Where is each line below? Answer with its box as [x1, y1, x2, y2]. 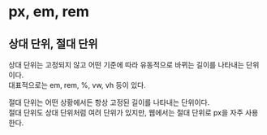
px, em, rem [8, 2, 89, 21]
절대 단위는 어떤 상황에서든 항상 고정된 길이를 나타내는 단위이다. [8, 98, 210, 107]
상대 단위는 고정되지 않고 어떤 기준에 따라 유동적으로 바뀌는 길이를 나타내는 [8, 60, 245, 69]
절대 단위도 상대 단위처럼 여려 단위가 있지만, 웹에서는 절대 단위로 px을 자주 [8, 108, 243, 117]
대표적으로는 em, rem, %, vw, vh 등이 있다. [8, 81, 146, 89]
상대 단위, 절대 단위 [8, 37, 98, 50]
